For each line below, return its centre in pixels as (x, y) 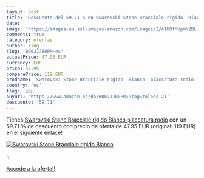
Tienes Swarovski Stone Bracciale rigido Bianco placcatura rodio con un (97, 120)
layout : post (23, 12)
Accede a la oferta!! (31, 168)
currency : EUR (24, 63)
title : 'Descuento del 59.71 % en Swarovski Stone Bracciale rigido (95, 18)
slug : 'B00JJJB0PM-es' (35, 52)
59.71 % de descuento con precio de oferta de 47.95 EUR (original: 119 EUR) (101, 126)
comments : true (25, 35)
